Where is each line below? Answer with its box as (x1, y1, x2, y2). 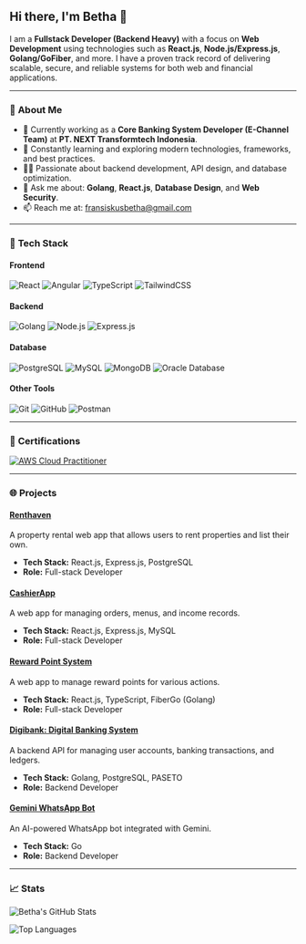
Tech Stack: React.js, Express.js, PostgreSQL (22, 557, 194, 568)
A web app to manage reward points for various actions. (9, 676, 220, 687)
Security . (22, 192, 59, 203)
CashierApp (9, 587, 56, 598)
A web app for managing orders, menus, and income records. (9, 607, 240, 618)
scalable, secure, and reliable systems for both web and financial (9, 62, 253, 73)
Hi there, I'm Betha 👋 (9, 9, 127, 25)
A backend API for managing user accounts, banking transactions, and (9, 744, 275, 755)
